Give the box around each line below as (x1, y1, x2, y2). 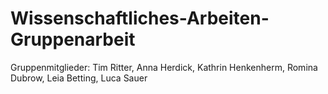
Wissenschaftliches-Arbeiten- (10, 7, 270, 30)
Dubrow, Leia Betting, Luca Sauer (10, 72, 148, 84)
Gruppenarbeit (10, 28, 136, 51)
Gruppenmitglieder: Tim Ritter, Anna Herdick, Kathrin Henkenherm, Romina (10, 61, 318, 73)
